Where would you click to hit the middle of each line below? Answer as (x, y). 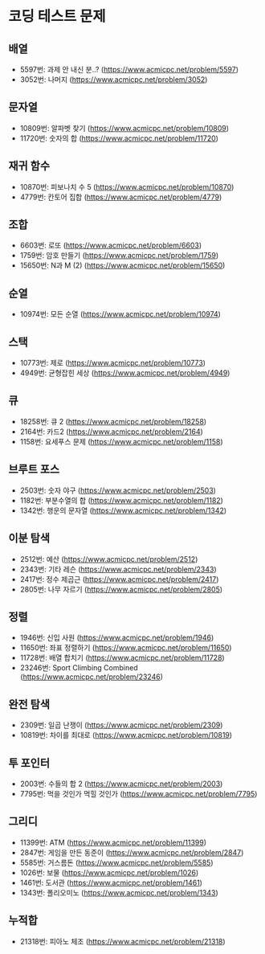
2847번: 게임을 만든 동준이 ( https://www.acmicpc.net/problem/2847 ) (132, 852)
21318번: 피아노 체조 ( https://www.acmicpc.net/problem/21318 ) (123, 941)
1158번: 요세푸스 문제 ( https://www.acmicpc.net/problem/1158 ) (121, 441)
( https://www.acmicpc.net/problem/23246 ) (91, 677)
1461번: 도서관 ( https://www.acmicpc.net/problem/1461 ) (111, 882)
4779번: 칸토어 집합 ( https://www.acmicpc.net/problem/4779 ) (121, 197)
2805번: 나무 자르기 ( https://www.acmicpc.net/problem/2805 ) (121, 589)
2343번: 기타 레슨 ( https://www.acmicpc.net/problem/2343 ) (118, 569)
